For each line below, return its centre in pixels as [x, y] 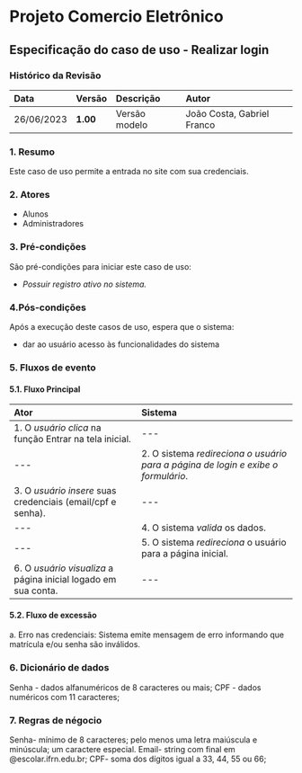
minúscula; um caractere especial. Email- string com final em [122, 749]
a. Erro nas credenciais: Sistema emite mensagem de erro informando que [147, 635]
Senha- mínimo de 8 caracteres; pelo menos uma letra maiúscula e [133, 740]
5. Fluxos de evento [53, 368]
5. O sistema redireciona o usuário [214, 543]
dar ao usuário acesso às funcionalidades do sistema [121, 344]
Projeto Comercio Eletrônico [116, 17]
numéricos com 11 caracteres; [64, 697]
